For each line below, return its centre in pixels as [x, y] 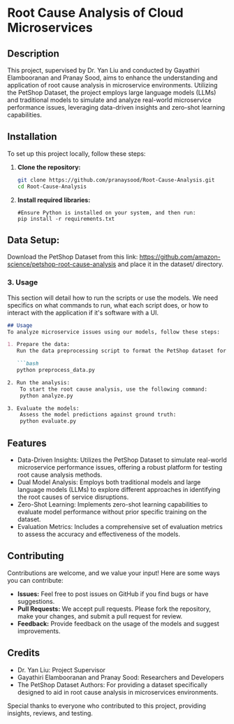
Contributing [36, 556]
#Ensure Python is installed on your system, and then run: [107, 212]
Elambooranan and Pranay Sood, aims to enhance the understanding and [112, 78]
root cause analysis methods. [60, 475]
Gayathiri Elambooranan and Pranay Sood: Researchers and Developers [121, 677]
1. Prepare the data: [39, 345]
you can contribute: [35, 580]
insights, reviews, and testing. [50, 713]
